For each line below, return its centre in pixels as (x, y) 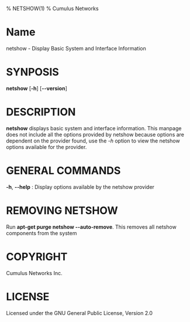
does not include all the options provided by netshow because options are (95, 134)
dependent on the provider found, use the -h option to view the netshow (93, 141)
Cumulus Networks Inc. (34, 273)
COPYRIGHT (37, 257)
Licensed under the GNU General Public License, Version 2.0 (80, 313)
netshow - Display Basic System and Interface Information (76, 48)
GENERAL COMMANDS (63, 171)
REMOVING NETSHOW (62, 210)
